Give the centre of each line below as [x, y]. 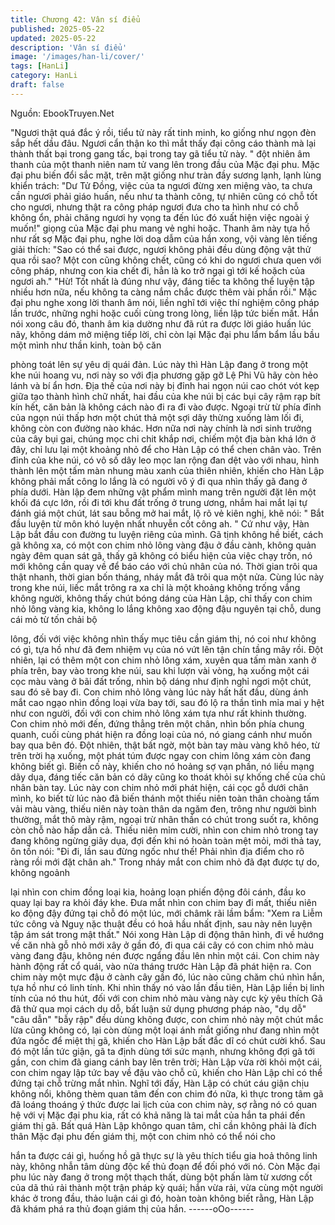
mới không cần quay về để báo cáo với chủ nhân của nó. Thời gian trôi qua [164, 566]
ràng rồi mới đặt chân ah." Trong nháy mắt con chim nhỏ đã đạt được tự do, [165, 862]
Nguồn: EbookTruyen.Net [62, 113]
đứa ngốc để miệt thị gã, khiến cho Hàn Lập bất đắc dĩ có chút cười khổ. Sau [168, 1040]
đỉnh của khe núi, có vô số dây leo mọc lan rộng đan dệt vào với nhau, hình [165, 460]
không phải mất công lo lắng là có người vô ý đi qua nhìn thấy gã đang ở [159, 481]
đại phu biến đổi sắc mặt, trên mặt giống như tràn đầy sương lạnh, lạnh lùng [166, 175]
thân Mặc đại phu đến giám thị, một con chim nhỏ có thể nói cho [143, 1136]
